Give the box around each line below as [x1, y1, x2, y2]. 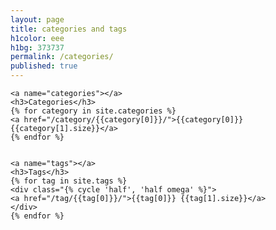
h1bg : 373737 [10, 42, 65, 53]
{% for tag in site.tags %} [10, 176, 128, 186]
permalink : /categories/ [10, 52, 114, 62]
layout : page [10, 14, 65, 25]
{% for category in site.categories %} [10, 106, 177, 116]
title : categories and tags [10, 24, 128, 34]
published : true [10, 61, 78, 71]
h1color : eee [10, 33, 65, 43]
